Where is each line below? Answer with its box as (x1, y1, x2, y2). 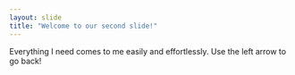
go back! (9, 55, 42, 66)
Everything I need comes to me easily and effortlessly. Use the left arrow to (9, 46, 287, 56)
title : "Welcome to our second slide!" (9, 21, 158, 30)
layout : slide (9, 12, 63, 22)
